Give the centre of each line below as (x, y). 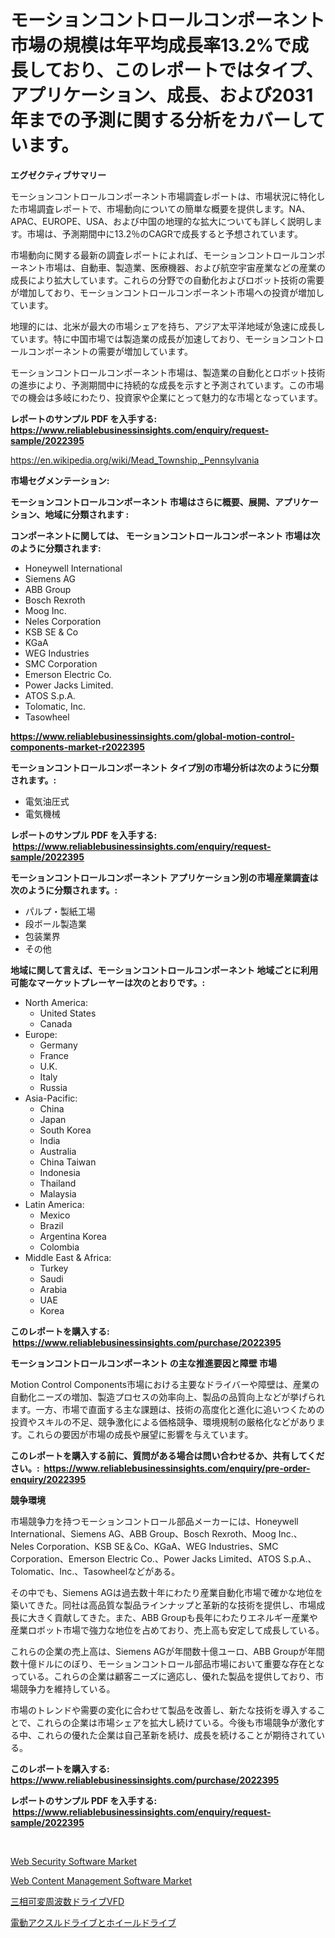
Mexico (55, 1215)
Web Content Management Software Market (101, 1880)
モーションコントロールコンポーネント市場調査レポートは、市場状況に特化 (163, 196)
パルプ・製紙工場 (60, 911)
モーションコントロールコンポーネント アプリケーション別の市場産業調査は (164, 877)
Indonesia (60, 1172)
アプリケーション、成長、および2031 (162, 95)
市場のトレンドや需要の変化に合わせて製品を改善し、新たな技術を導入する (163, 1710)
